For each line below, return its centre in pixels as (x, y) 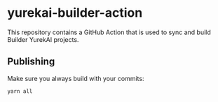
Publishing (31, 62)
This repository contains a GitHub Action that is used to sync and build (109, 32)
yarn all (20, 91)
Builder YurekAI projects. (43, 39)
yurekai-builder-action (75, 13)
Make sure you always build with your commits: (76, 78)
